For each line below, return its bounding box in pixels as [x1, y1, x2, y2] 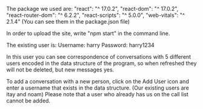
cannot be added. [6, 97, 50, 104]
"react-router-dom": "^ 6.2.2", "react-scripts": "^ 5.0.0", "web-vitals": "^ [6, 12, 185, 19]
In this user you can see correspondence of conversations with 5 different [6, 53, 191, 60]
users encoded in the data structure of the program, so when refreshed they [6, 60, 197, 67]
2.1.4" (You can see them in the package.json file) [6, 18, 130, 25]
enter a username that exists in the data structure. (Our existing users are [6, 84, 189, 91]
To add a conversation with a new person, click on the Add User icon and [6, 78, 189, 85]
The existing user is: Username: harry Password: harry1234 [6, 42, 155, 48]
